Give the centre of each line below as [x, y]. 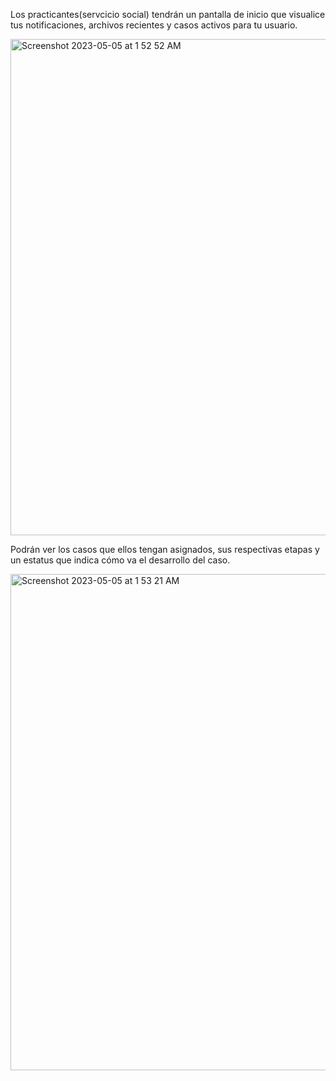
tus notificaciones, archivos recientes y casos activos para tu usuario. [154, 25]
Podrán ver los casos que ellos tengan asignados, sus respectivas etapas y [165, 549]
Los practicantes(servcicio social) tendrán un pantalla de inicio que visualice [168, 14]
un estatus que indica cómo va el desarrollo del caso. [120, 560]
